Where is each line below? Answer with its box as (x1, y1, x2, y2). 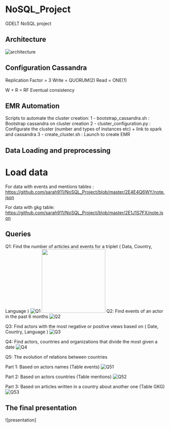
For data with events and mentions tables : (5, 183, 94, 190)
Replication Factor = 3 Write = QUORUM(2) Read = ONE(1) (5, 77, 127, 83)
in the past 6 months (5, 313, 48, 319)
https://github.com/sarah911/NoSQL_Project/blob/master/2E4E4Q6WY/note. (5, 189, 165, 195)
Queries (5, 230, 31, 238)
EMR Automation (5, 101, 60, 110)
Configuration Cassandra (5, 64, 87, 72)
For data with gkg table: (5, 204, 55, 210)
